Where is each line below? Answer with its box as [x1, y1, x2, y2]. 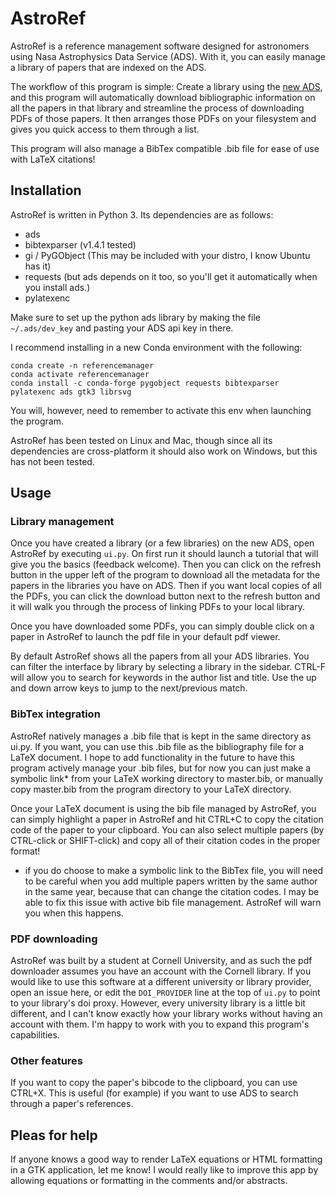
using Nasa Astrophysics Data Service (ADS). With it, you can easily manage [10, 50, 327, 62]
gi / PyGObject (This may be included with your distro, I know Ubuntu [24, 249, 311, 261]
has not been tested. [10, 455, 95, 467]
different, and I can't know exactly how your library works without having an [10, 1008, 323, 1020]
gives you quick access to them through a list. [10, 123, 200, 135]
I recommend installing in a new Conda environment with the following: [10, 341, 303, 353]
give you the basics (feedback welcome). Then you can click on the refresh [10, 558, 322, 571]
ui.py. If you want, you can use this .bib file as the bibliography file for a [10, 740, 305, 752]
